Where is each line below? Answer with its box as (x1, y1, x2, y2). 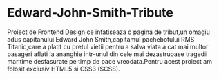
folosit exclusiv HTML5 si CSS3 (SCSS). (7, 64, 120, 73)
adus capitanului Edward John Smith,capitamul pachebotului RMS (7, 35, 195, 43)
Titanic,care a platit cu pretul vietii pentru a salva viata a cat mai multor (7, 42, 209, 51)
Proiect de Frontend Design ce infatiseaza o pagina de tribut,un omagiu (7, 28, 211, 36)
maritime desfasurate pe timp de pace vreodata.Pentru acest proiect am (7, 57, 213, 65)
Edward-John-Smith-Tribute (7, 5, 174, 21)
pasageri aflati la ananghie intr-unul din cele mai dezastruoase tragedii (7, 50, 208, 58)
